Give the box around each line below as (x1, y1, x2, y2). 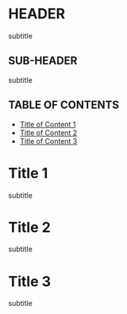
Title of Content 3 (19, 136, 78, 145)
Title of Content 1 (19, 119, 76, 129)
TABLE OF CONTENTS (8, 99, 119, 112)
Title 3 (8, 272, 52, 290)
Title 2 (8, 218, 52, 236)
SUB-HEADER (8, 54, 78, 68)
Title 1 (8, 164, 48, 182)
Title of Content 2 (19, 128, 78, 138)
